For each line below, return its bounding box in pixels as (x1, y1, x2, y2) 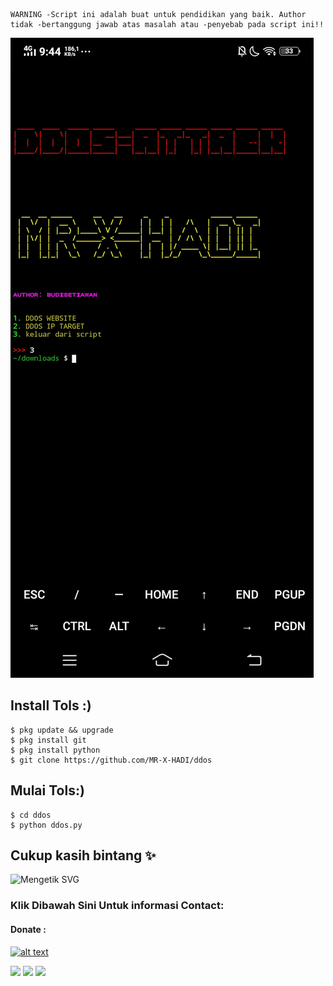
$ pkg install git (10, 735, 87, 745)
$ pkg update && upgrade (10, 725, 114, 735)
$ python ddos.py (10, 820, 83, 830)
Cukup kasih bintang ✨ (10, 847, 157, 864)
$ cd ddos (10, 810, 52, 820)
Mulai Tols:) (10, 782, 85, 799)
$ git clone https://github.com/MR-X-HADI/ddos (10, 755, 213, 765)
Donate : (10, 923, 47, 935)
